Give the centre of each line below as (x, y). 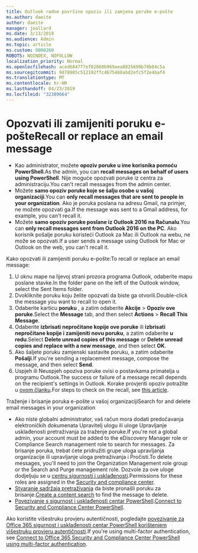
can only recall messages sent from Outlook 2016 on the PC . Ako (96, 228)
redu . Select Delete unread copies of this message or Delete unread (99, 339)
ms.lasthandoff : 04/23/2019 (41, 89)
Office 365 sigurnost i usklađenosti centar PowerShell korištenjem (87, 525)
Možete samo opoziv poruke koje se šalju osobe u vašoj (84, 190)
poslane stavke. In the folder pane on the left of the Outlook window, (97, 283)
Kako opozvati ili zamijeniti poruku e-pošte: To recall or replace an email (93, 258)
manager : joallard (29, 28)
